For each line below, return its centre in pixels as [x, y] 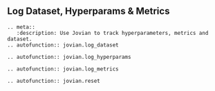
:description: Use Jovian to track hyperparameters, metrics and [112, 33]
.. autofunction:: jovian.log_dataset [63, 45]
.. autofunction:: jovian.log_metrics [63, 69]
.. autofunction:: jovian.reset [54, 81]
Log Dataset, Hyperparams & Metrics [88, 11]
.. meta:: [21, 27]
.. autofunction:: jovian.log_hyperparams [69, 57]
